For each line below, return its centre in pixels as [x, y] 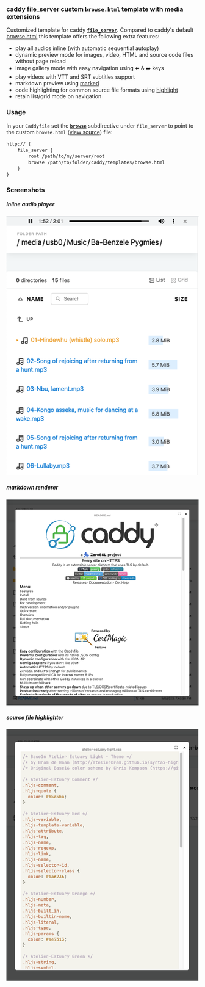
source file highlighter [35, 717]
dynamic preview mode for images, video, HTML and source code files [104, 55]
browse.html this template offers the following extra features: [83, 37]
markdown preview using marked [57, 84]
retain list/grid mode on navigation [58, 96]
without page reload [40, 61]
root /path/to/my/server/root [67, 156]
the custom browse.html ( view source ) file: [59, 132]
